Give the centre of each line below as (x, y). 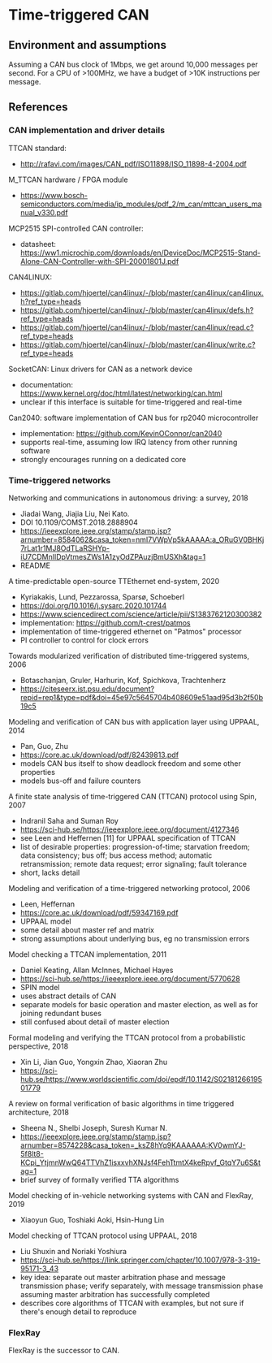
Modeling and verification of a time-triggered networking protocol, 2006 (129, 888)
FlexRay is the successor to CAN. (64, 1351)
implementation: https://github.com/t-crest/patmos (105, 622)
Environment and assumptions (87, 45)
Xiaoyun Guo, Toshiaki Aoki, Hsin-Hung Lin (92, 1219)
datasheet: (38, 244)
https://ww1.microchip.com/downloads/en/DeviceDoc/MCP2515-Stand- (140, 253)
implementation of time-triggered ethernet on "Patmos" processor (131, 631)
